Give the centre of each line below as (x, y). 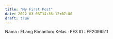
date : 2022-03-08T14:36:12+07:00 (39, 14)
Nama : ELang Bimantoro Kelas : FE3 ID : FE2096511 (57, 32)
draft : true (17, 18)
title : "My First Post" (29, 9)
